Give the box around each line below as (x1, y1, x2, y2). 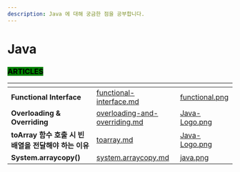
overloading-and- (96, 108, 159, 118)
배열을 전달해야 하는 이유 (11, 141, 89, 151)
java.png (179, 153, 209, 163)
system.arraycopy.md (96, 153, 169, 163)
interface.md (96, 97, 139, 107)
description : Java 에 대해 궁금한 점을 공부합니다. (7, 10, 145, 18)
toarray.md (96, 135, 134, 145)
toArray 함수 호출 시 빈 (11, 130, 85, 140)
